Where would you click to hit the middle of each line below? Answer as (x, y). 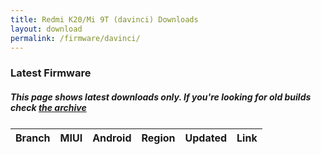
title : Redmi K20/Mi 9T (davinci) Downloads (104, 19)
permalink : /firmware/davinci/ (75, 38)
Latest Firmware (51, 73)
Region (158, 138)
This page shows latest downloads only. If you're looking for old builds (161, 97)
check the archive (48, 107)
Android (112, 138)
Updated (206, 138)
